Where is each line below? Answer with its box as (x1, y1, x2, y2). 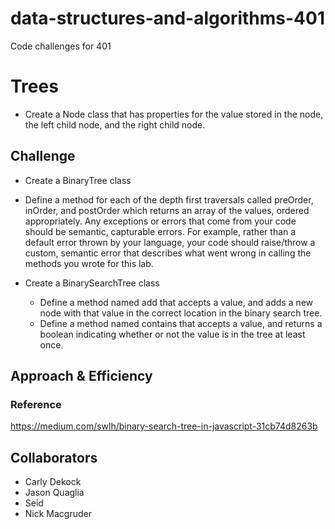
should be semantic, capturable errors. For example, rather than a (24, 225, 297, 237)
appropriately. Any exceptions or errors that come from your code (24, 215, 297, 227)
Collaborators (10, 449, 98, 466)
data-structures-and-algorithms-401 (10, 7, 325, 30)
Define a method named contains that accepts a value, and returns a (39, 317, 323, 329)
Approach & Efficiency (10, 368, 153, 385)
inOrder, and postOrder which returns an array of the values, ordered (24, 204, 310, 216)
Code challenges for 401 (10, 40, 112, 52)
